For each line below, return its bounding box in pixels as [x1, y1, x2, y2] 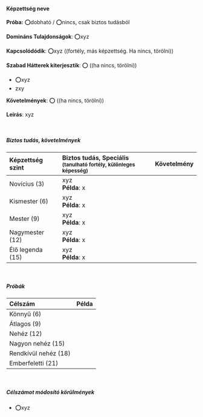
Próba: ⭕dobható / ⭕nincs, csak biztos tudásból [6, 19, 130, 26]
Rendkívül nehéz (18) [9, 349, 71, 358]
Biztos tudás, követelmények [6, 136, 81, 143]
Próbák [6, 282, 25, 290]
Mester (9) [9, 215, 40, 223]
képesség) [62, 167, 89, 174]
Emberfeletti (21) [9, 359, 59, 367]
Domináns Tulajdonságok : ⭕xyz [6, 33, 89, 41]
